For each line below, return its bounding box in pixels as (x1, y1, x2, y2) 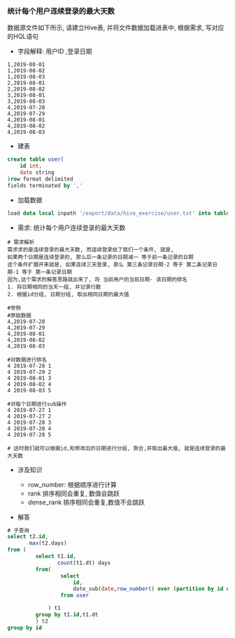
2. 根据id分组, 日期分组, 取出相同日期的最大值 (7, 291, 129, 298)
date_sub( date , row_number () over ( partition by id (73, 585, 224, 592)
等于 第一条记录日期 (22, 268, 72, 275)
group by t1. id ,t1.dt (35, 611, 99, 618)
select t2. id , (7, 533, 49, 540)
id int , (20, 163, 42, 170)
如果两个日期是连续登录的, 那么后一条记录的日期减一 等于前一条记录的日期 (7, 253, 194, 260)
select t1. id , (35, 553, 77, 560)
